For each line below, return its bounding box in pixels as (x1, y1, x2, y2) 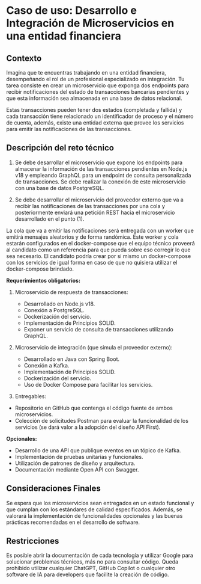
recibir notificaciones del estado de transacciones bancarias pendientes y (6, 88, 190, 95)
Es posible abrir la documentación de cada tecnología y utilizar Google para (6, 552, 194, 559)
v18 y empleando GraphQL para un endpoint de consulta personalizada (14, 171, 191, 179)
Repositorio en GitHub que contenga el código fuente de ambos (14, 404, 173, 411)
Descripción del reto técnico (6, 143, 114, 153)
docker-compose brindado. (6, 265, 74, 272)
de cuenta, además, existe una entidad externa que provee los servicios (6, 119, 184, 126)
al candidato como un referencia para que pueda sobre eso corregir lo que (6, 246, 191, 253)
